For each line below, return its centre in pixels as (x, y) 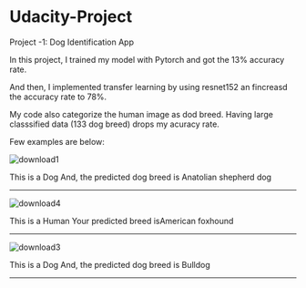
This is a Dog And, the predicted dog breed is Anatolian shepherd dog (140, 177)
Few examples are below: (57, 141)
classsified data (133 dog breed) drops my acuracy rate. (115, 124)
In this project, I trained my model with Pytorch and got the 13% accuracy (147, 59)
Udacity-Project (71, 17)
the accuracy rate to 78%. (58, 97)
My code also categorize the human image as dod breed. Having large (141, 114)
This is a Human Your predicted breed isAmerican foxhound (122, 221)
